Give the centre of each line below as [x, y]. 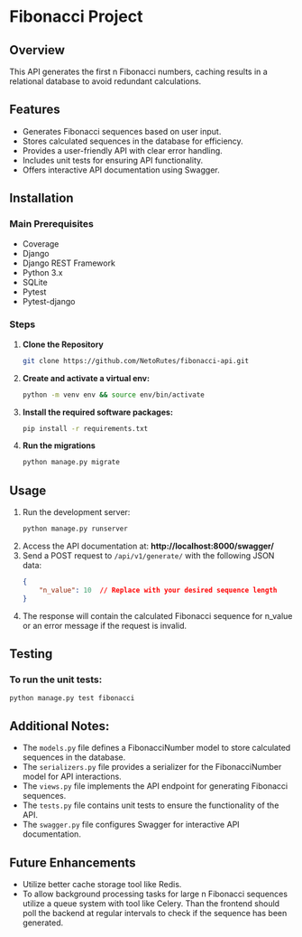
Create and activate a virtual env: [86, 378]
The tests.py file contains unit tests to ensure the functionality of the [151, 805]
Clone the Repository [63, 344]
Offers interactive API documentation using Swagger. [121, 170]
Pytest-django [49, 301]
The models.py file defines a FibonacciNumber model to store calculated [156, 748]
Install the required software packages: [98, 412]
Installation [41, 198]
